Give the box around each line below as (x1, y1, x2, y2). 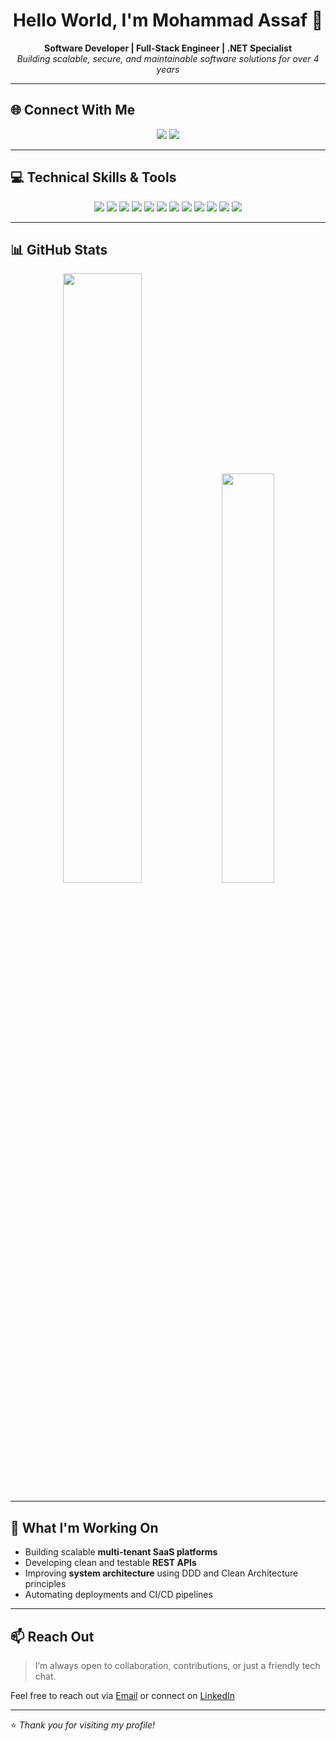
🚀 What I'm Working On (10, 1519, 159, 1536)
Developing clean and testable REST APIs (24, 1557, 197, 1569)
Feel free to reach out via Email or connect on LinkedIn (10, 1690, 236, 1701)
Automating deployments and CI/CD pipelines (24, 1589, 213, 1601)
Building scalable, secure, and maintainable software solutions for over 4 (16, 52, 320, 64)
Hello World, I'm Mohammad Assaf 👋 (12, 9, 324, 32)
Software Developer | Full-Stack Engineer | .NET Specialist (43, 42, 293, 54)
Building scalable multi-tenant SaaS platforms (24, 1546, 218, 1558)
